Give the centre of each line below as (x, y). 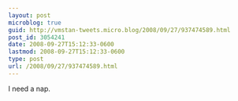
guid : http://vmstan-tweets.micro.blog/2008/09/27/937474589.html (119, 30)
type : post (26, 60)
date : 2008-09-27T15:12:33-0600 (61, 45)
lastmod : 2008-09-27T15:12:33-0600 (67, 52)
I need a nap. (30, 88)
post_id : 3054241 (37, 37)
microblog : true (35, 23)
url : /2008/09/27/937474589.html (63, 67)
